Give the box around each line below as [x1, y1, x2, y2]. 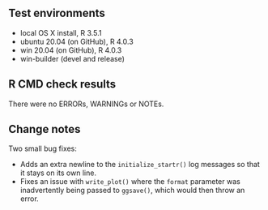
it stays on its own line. [19, 168, 97, 178]
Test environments [8, 6, 105, 20]
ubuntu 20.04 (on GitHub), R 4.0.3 [19, 36, 134, 46]
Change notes [8, 122, 81, 136]
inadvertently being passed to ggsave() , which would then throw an [19, 186, 245, 195]
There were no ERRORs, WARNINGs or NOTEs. [8, 99, 164, 109]
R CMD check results [8, 77, 117, 92]
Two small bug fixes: [8, 144, 77, 153]
